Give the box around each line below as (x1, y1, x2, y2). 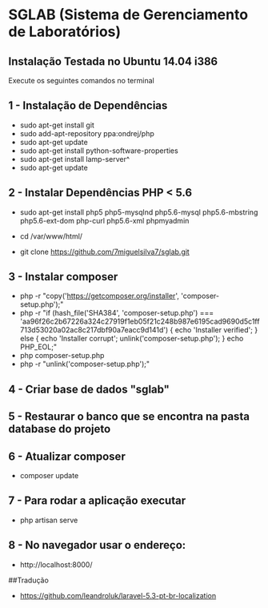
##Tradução (8, 575, 50, 585)
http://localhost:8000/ (19, 559, 93, 570)
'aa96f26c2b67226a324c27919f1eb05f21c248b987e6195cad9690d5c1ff (19, 316, 260, 326)
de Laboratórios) (8, 22, 122, 41)
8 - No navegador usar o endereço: (8, 538, 186, 552)
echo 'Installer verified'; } (174, 325, 258, 335)
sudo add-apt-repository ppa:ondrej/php (19, 128, 154, 138)
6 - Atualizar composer (8, 449, 126, 463)
